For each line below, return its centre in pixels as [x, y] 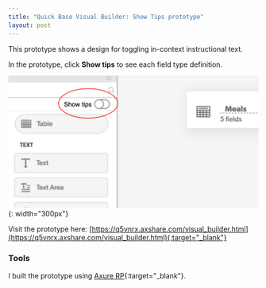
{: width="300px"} [39, 214]
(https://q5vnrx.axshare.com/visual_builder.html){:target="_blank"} [118, 238]
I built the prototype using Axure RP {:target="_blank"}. [97, 275]
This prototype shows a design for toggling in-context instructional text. [126, 49]
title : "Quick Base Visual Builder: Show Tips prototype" [106, 17]
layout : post [30, 25]
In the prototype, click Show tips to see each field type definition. [116, 64]
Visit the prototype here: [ [50, 229]
